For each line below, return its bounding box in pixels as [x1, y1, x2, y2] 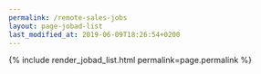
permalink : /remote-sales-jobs [8, 13, 128, 23]
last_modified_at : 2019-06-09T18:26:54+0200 [8, 30, 181, 39]
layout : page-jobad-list [8, 22, 103, 31]
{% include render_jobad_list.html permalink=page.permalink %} [8, 55, 253, 66]
